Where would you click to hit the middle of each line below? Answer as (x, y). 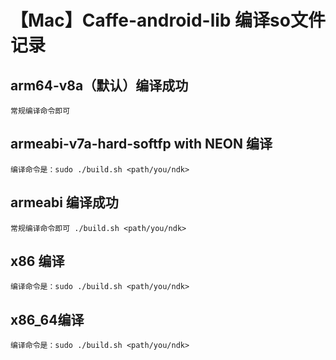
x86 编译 (37, 261)
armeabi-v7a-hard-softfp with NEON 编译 (141, 144)
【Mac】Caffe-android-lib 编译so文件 (168, 20)
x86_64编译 (47, 319)
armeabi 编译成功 (64, 202)
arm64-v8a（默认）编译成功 (99, 85)
